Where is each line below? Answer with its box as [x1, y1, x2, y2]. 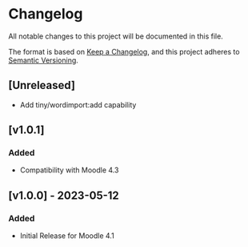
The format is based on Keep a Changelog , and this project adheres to [8, 47, 240, 56]
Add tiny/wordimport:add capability [19, 99, 137, 109]
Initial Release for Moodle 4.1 [19, 231, 114, 241]
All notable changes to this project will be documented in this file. [8, 31, 224, 41]
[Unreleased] [8, 79, 76, 92]
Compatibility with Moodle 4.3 [19, 165, 119, 175]
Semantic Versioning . [8, 55, 78, 65]
